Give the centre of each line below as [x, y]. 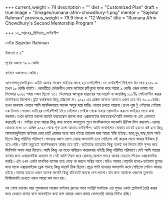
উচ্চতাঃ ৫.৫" [14, 53]
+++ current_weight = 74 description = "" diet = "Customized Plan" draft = [82, 7]
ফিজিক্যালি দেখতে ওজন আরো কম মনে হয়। [36, 178]
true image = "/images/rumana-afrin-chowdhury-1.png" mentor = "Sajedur [82, 12]
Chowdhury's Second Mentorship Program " [51, 23]
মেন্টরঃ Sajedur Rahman [27, 43]
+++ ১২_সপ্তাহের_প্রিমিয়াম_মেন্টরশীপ [32, 33]
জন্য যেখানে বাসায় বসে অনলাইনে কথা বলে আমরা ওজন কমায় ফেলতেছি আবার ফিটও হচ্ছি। [69, 194]
